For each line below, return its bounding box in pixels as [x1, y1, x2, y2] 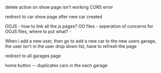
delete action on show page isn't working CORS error [5, 4, 113, 10]
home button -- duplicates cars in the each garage [5, 63, 108, 68]
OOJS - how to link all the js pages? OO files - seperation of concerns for [5, 23, 154, 29]
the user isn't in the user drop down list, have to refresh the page [5, 43, 137, 49]
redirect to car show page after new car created [5, 14, 102, 19]
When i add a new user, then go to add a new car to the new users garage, [5, 38, 157, 44]
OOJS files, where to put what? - [5, 29, 71, 34]
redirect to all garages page [5, 53, 62, 59]
